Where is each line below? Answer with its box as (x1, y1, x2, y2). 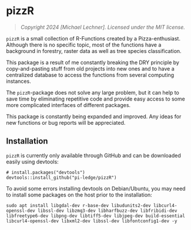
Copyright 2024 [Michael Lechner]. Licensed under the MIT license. (20, 24, 185, 31)
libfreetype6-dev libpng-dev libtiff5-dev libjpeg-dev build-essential (6, 213, 185, 219)
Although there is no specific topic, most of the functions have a (6, 41, 162, 48)
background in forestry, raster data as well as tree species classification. (6, 47, 182, 54)
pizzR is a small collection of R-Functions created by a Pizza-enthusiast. (6, 35, 181, 42)
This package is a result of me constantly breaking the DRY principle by (6, 59, 179, 66)
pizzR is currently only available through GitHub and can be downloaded (6, 152, 181, 159)
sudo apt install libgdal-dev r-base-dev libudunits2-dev (6, 202, 151, 208)
